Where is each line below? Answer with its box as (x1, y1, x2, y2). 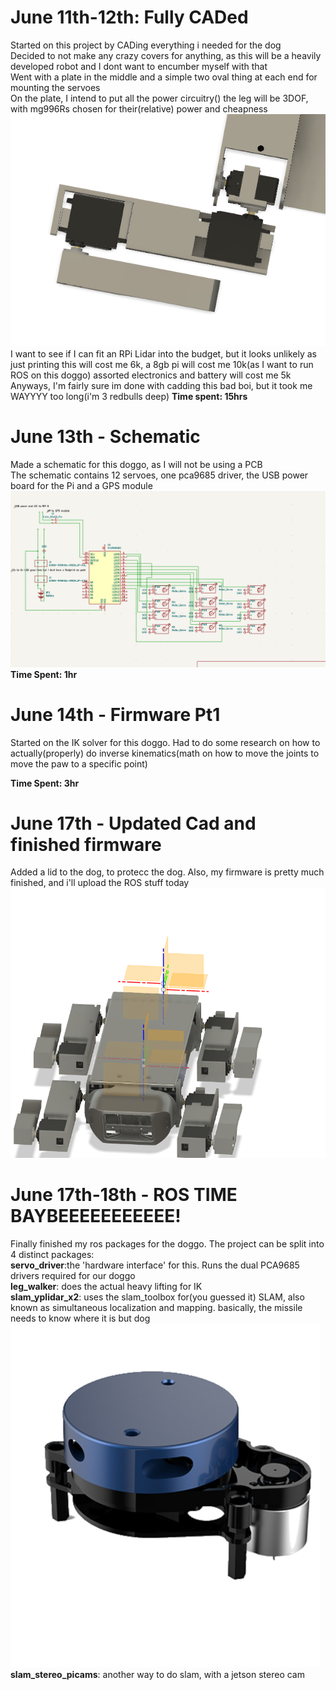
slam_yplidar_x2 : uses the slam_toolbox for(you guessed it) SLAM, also (10, 1291, 305, 1303)
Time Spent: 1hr (10, 668, 78, 680)
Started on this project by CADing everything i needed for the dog (10, 39, 282, 51)
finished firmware (10, 833, 162, 856)
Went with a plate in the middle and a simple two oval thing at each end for (10, 71, 318, 83)
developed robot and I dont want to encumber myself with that (10, 60, 268, 72)
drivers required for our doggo (10, 1270, 136, 1281)
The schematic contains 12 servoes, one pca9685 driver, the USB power (10, 469, 309, 481)
